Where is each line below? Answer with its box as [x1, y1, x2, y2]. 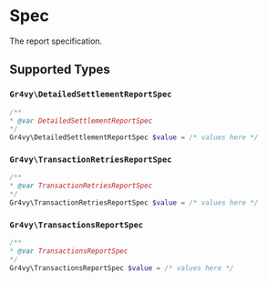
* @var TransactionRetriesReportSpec [9, 181, 153, 191]
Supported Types [9, 62, 111, 77]
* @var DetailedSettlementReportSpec [9, 116, 153, 126]
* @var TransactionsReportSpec [9, 247, 128, 256]
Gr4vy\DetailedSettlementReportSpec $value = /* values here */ [9, 133, 259, 142]
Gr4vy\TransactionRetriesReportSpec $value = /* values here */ [9, 198, 259, 207]
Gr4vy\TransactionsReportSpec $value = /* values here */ [9, 263, 234, 273]
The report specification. [9, 35, 103, 46]
